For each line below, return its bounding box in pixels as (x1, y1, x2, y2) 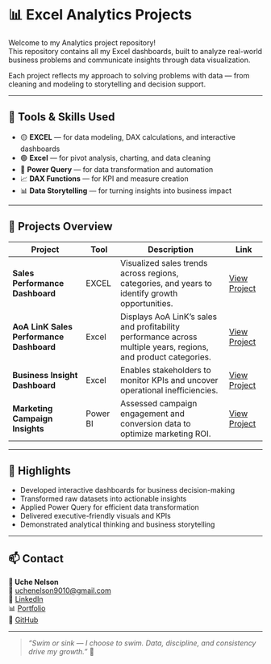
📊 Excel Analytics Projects (8, 6, 192, 24)
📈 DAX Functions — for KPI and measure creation (19, 174, 189, 183)
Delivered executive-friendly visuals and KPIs (19, 511, 171, 521)
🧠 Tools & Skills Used (8, 110, 115, 124)
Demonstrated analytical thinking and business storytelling (19, 519, 215, 529)
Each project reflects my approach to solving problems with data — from (8, 70, 250, 80)
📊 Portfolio (8, 603, 46, 613)
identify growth (119, 288, 178, 299)
